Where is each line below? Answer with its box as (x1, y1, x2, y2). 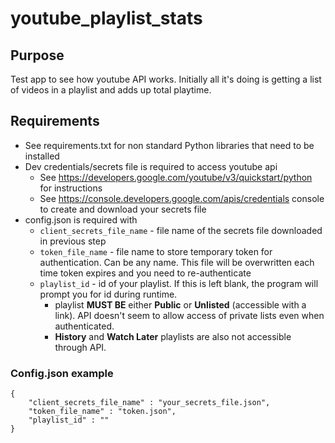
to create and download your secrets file (39, 203, 207, 215)
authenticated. (54, 320, 115, 332)
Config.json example (10, 366, 114, 380)
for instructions (39, 182, 103, 194)
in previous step (39, 235, 107, 247)
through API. (54, 341, 107, 353)
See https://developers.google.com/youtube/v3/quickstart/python (39, 171, 313, 183)
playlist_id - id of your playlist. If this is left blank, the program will (39, 277, 319, 289)
